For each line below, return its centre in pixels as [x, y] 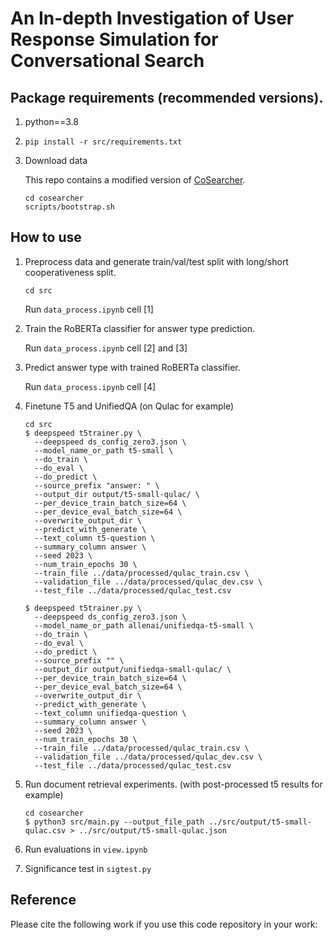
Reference [43, 900]
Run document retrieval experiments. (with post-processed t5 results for [173, 784]
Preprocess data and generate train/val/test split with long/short [156, 261]
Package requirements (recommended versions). [167, 97]
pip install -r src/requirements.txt [103, 142]
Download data [56, 160]
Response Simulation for [114, 39]
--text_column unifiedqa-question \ [110, 713]
